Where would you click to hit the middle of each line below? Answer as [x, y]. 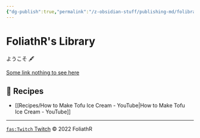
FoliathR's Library [51, 41]
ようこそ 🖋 [20, 59]
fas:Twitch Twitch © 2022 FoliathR [49, 129]
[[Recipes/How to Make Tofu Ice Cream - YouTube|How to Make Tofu [100, 106]
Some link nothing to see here [43, 72]
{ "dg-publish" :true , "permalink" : [48, 12]
